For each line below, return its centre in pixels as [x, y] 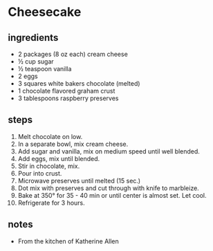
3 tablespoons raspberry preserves [68, 98]
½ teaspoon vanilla [45, 69]
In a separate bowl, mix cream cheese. [73, 144]
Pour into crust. [40, 173]
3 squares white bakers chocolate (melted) [79, 83]
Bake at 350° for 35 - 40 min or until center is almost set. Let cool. [112, 195]
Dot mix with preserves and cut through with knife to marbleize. [108, 188]
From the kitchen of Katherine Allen [68, 241]
